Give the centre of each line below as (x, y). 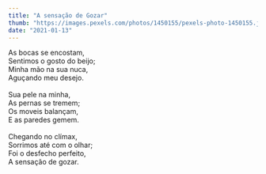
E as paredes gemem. (44, 120)
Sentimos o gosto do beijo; (52, 61)
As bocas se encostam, (46, 53)
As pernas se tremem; (44, 103)
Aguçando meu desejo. (46, 78)
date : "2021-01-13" (40, 30)
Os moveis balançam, (44, 112)
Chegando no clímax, (43, 137)
